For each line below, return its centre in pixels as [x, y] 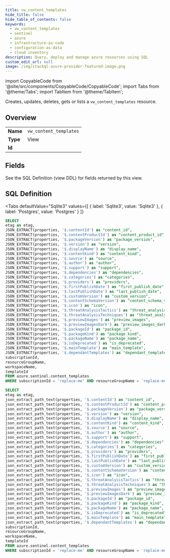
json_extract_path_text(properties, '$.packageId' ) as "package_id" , [80, 499]
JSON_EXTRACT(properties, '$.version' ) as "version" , [63, 244]
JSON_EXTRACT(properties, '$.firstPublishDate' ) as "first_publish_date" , [86, 287]
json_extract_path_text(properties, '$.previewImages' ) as [69, 489]
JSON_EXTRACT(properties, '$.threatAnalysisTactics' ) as [67, 310]
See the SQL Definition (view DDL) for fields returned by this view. [74, 178]
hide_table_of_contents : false [38, 19]
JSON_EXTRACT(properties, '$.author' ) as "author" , [61, 263]
